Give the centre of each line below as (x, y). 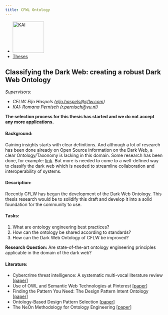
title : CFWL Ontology (28, 10)
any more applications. (29, 122)
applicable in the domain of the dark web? (48, 253)
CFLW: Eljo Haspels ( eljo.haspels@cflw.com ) (58, 102)
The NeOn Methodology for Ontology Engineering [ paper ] (72, 307)
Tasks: (12, 216)
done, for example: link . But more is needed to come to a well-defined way (82, 160)
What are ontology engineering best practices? (61, 227)
